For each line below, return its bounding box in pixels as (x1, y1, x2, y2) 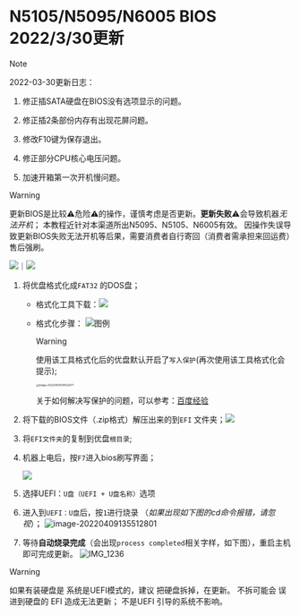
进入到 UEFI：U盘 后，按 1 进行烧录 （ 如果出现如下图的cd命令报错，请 (21, 508, 269, 518)
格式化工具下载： (35, 298, 99, 310)
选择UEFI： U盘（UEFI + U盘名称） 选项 (21, 488, 156, 499)
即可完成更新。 (21, 549, 78, 559)
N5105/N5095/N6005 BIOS (9, 6, 217, 27)
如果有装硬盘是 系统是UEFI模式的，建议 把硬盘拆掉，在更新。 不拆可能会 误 (9, 585, 287, 596)
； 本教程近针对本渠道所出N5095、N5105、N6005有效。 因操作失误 (32, 219, 284, 230)
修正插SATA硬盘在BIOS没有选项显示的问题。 (21, 96, 186, 107)
